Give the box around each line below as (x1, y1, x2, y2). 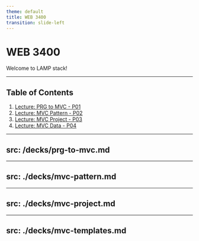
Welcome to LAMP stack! (6, 65, 68, 72)
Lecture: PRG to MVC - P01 (14, 103, 81, 110)
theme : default (6, 8, 44, 15)
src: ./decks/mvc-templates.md (6, 226, 127, 236)
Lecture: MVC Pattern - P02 (14, 110, 83, 117)
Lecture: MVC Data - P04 (14, 122, 77, 129)
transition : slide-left (6, 20, 65, 25)
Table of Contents (6, 87, 74, 98)
